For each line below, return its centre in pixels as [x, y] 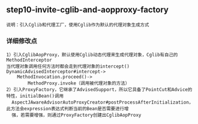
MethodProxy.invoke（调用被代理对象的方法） [79, 83]
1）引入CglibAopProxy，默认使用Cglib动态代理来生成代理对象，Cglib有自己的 [92, 55]
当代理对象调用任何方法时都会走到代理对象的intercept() [68, 66]
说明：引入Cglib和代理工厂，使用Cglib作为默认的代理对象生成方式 [78, 25]
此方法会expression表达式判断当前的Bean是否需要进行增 [67, 109]
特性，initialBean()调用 [35, 96]
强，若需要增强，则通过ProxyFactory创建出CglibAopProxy [76, 115]
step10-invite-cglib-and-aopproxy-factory [88, 10]
